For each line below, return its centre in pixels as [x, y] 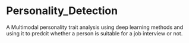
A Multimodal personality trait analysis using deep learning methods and [94, 27]
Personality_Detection [62, 11]
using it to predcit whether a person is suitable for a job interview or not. [94, 33]
